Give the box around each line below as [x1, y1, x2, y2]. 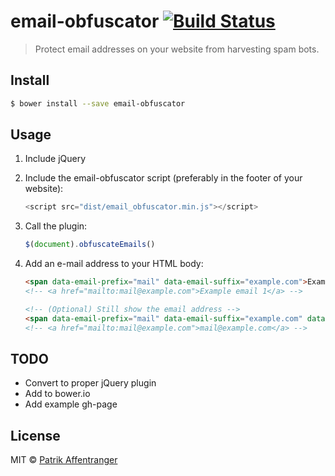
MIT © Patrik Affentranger [10, 454, 118, 466]
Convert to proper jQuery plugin [24, 377, 157, 389]
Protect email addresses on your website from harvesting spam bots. [34, 43, 320, 55]
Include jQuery [24, 153, 87, 165]
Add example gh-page [24, 398, 118, 410]
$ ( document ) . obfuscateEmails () [24, 240, 156, 250]
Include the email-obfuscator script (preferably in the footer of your [24, 172, 303, 184]
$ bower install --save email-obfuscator [10, 98, 186, 109]
